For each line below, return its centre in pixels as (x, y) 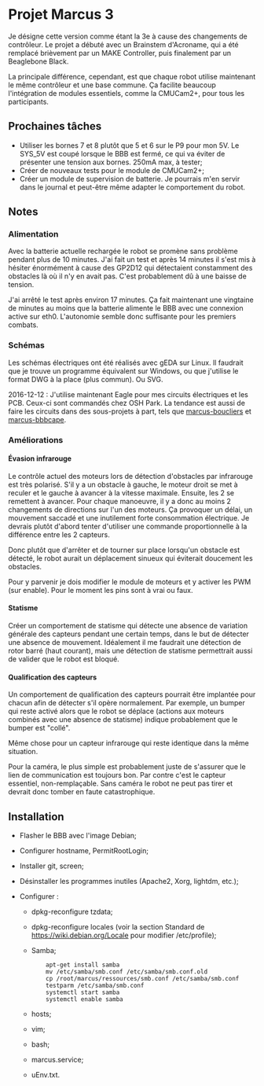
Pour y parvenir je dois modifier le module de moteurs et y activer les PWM (130, 582)
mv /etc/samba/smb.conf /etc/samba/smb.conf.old (127, 972)
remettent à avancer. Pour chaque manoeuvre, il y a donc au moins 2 (120, 501)
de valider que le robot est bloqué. (64, 659)
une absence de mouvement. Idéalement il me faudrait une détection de (125, 642)
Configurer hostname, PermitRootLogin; (84, 851)
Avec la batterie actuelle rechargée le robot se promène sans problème (123, 251)
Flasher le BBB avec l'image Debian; (78, 836)
